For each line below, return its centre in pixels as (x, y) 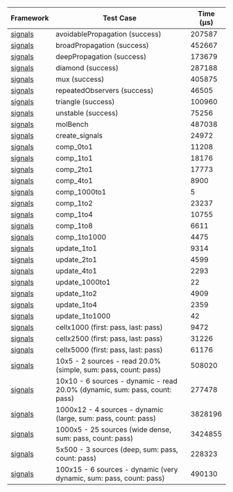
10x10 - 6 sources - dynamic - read (116, 381)
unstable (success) (87, 113)
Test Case (120, 18)
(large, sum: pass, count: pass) (105, 418)
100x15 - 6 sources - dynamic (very (116, 469)
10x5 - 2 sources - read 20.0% (108, 361)
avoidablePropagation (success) (108, 34)
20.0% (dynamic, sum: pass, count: (113, 390)
